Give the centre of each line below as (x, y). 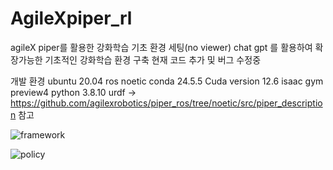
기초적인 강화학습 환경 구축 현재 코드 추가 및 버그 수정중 (153, 59)
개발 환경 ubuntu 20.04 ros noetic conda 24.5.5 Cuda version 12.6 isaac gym (167, 81)
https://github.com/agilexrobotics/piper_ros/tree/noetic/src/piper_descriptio (166, 103)
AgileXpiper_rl (71, 18)
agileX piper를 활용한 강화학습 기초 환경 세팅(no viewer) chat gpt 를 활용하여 (161, 47)
